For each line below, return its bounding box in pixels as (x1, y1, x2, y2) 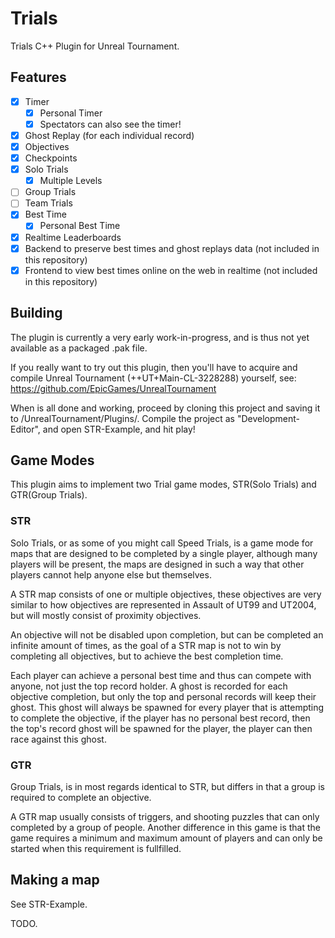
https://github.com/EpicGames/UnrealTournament (10, 382, 217, 394)
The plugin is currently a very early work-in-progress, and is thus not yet (10, 331, 310, 343)
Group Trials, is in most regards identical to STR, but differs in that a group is (10, 780, 325, 792)
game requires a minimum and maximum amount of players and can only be (10, 832, 323, 844)
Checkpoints (24, 152, 78, 164)
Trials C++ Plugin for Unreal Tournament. (10, 40, 180, 52)
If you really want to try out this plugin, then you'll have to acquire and (10, 361, 298, 373)
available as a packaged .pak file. (10, 342, 148, 354)
